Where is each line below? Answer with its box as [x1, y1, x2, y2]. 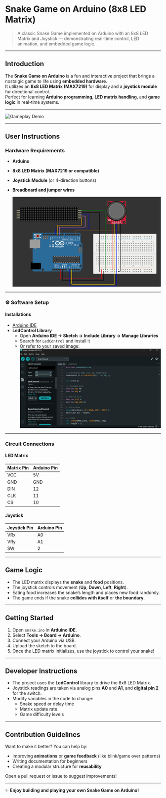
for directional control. [5, 88, 50, 94]
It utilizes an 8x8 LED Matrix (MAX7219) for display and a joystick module [5, 83, 157, 89]
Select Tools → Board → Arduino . [12, 632, 81, 638]
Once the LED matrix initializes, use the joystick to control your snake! [12, 648, 155, 654]
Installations [5, 311, 31, 317]
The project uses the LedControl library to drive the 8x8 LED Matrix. [12, 680, 152, 686]
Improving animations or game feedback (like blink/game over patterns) [12, 753, 161, 759]
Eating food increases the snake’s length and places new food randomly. [12, 589, 160, 595]
